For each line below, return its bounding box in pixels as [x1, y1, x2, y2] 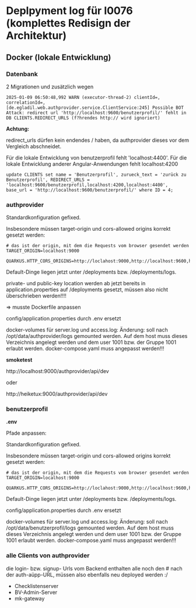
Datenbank [6, 70, 38, 78]
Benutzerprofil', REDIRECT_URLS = [6, 177, 90, 183]
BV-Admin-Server [14, 589, 58, 596]
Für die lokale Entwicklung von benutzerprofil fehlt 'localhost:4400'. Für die [6, 154, 187, 161]
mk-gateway [14, 595, 45, 602]
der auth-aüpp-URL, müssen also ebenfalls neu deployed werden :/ [6, 571, 168, 578]
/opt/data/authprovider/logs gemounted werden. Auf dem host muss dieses [6, 333, 188, 340]
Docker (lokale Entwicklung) [6, 52, 111, 62]
